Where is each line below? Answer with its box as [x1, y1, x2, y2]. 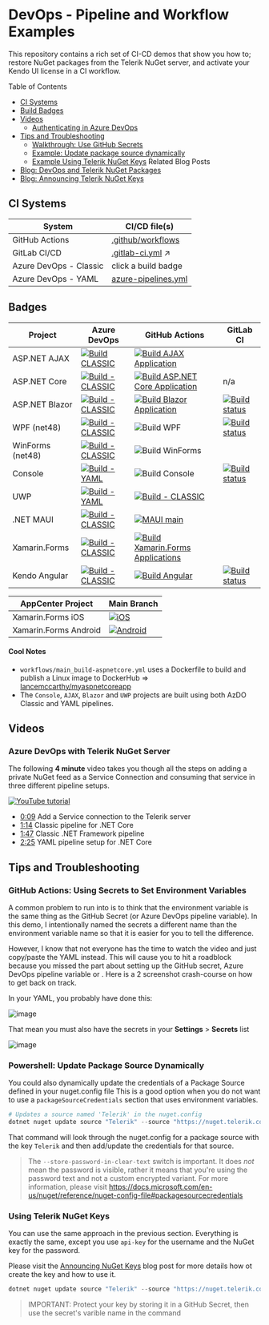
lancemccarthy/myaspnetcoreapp [19, 681, 132, 691]
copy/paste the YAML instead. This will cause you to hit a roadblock [8, 953, 232, 962]
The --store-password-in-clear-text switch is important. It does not [27, 1157, 255, 1166]
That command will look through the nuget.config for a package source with [8, 1133, 259, 1142]
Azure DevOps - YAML [12, 273, 98, 284]
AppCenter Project [19, 598, 94, 609]
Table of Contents [8, 82, 68, 91]
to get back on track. [8, 978, 78, 988]
